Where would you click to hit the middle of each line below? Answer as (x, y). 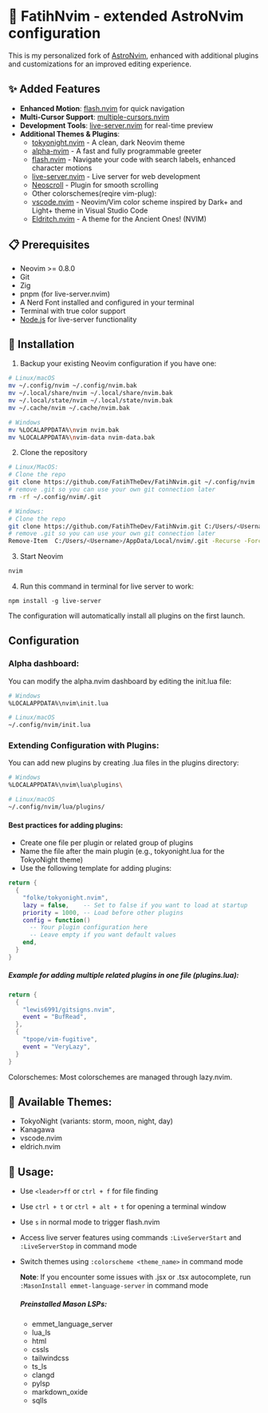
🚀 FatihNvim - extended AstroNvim (126, 16)
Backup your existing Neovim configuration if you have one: (118, 364)
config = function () (57, 920)
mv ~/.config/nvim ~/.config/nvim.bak (73, 386)
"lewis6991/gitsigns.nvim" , (69, 1010)
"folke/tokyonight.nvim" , (66, 898)
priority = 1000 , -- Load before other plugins (103, 912)
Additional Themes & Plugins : (70, 134)
